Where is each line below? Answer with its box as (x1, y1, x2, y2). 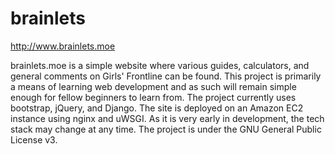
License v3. (10, 133, 58, 146)
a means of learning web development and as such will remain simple (10, 80, 297, 92)
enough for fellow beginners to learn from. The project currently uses (10, 91, 297, 103)
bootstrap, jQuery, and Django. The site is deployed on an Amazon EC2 (10, 102, 304, 114)
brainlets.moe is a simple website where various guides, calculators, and (10, 59, 310, 71)
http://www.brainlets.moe (10, 40, 116, 52)
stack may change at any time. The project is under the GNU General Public (10, 123, 322, 135)
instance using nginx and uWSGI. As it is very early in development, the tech (10, 112, 325, 124)
